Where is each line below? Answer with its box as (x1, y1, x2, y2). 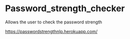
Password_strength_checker (5, 3, 125, 14)
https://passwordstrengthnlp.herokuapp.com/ (5, 28, 97, 34)
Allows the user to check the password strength (5, 19, 102, 25)
